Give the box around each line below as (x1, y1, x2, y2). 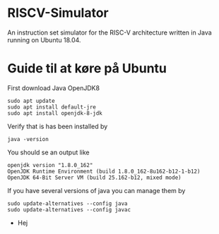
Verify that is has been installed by (7, 122, 108, 130)
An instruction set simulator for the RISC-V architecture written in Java (7, 28, 212, 37)
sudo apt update (7, 97, 55, 104)
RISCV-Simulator (7, 5, 109, 21)
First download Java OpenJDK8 (7, 83, 100, 92)
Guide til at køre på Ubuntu (7, 61, 167, 77)
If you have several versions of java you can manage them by (7, 186, 186, 195)
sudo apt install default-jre (7, 104, 97, 111)
